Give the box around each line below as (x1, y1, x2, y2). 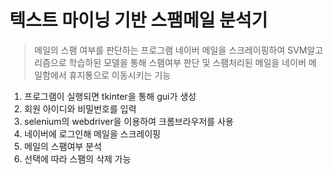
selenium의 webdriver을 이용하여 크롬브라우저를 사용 (23, 115, 234, 127)
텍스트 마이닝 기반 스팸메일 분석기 (9, 9, 268, 32)
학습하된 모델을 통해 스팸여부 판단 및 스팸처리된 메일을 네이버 (68, 56, 307, 68)
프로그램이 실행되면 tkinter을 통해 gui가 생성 (23, 90, 197, 102)
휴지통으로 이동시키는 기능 (68, 69, 171, 81)
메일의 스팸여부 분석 (23, 140, 102, 152)
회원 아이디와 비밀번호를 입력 (23, 102, 137, 115)
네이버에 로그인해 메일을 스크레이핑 (23, 127, 161, 140)
